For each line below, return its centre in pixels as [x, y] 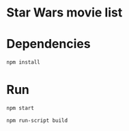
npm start [20, 108]
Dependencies [48, 44]
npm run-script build [37, 120]
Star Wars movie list [64, 13]
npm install [23, 62]
